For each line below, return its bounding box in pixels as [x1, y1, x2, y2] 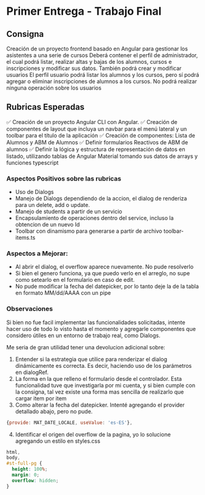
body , [6, 454, 20, 461]
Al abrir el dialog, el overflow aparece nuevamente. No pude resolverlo [15, 263, 194, 271]
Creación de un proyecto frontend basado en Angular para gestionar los [6, 45, 188, 52]
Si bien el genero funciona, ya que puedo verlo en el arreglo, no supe [15, 270, 190, 277]
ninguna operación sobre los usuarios [6, 84, 102, 92]
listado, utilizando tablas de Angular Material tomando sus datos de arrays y [6, 152, 198, 160]
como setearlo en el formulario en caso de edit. [15, 276, 135, 284]
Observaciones [6, 305, 53, 313]
